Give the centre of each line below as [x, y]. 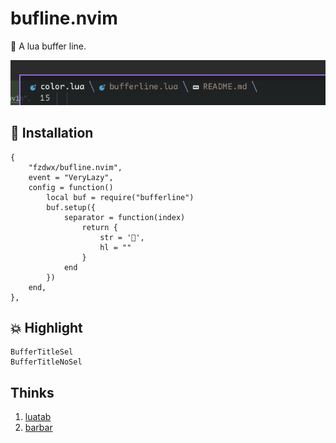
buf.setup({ [71, 207]
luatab [38, 417]
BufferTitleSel [42, 352]
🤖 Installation [52, 133]
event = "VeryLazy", [71, 177]
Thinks [32, 392]
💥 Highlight [46, 327]
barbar [38, 428]
